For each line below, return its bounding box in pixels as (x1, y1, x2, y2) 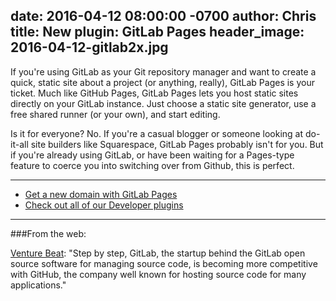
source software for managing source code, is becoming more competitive (10, 257, 318, 269)
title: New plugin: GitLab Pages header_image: (10, 24, 305, 41)
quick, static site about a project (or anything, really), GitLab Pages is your (10, 76, 315, 88)
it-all (10, 138, 29, 150)
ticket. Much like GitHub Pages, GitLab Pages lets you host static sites (10, 87, 299, 99)
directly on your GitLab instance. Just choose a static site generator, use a (10, 97, 317, 109)
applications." (10, 279, 67, 291)
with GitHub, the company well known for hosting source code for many (10, 268, 307, 280)
